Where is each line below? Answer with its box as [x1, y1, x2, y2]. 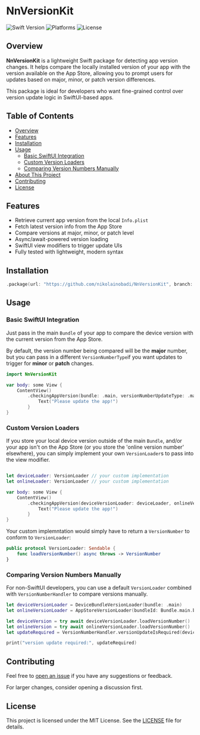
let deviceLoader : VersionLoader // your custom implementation [6, 473, 169, 479]
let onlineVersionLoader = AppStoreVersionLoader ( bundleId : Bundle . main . [6, 607, 193, 614]
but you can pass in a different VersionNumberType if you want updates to [6, 353, 183, 361]
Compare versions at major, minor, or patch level [14, 229, 134, 236]
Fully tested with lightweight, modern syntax [14, 248, 124, 255]
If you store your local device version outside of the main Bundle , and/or [6, 437, 183, 445]
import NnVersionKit [6, 371, 58, 377]
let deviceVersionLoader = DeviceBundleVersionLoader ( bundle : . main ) [6, 602, 183, 608]
